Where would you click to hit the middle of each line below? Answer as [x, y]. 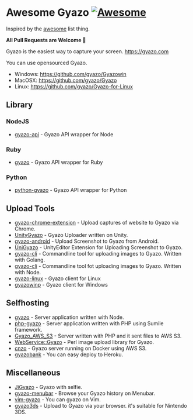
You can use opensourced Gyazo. [47, 63]
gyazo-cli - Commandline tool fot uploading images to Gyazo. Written [98, 266]
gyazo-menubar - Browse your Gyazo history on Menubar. [85, 393]
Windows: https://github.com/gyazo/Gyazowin [70, 74]
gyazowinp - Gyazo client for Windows [61, 285]
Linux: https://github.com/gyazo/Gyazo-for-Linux [73, 86]
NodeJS [17, 122]
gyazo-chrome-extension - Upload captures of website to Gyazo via [96, 223]
